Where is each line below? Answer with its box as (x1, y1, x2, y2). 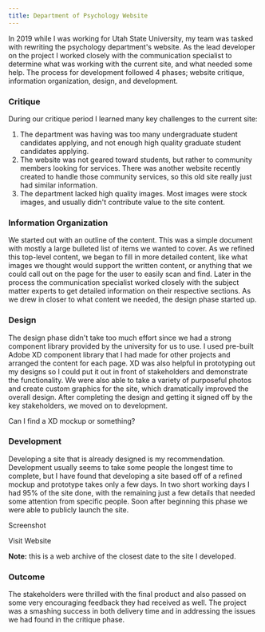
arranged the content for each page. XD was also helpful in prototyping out (8, 358, 255, 368)
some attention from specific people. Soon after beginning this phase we (8, 496, 248, 506)
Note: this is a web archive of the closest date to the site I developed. (8, 551, 237, 561)
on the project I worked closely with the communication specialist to (8, 50, 232, 60)
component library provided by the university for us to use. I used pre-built (8, 341, 254, 351)
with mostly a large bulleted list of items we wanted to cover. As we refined (8, 244, 255, 254)
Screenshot (8, 520, 46, 530)
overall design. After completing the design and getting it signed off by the (8, 392, 253, 401)
